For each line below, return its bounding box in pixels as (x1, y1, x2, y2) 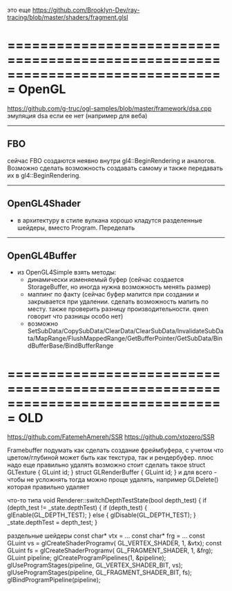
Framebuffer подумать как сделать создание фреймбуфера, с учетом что (7, 446, 224, 455)
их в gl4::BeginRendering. (7, 171, 81, 179)
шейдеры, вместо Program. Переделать (17, 223, 135, 232)
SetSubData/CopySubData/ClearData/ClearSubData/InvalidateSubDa (27, 327, 224, 335)
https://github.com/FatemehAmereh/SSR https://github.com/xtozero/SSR (7, 433, 215, 441)
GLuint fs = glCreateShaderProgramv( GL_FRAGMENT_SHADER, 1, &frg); (7, 546, 213, 555)
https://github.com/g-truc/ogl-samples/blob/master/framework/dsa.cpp (7, 104, 212, 113)
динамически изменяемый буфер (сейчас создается (27, 276, 184, 284)
